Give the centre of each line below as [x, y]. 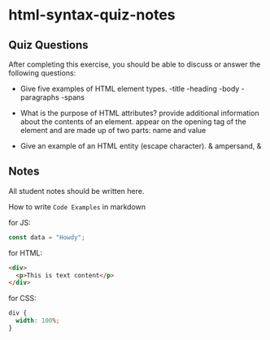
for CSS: [22, 299]
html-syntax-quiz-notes [92, 15]
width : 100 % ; [38, 321]
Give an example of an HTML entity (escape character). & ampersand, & [141, 146]
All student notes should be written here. [76, 191]
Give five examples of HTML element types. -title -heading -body [130, 88]
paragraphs [39, 97]
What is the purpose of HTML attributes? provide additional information [139, 113]
